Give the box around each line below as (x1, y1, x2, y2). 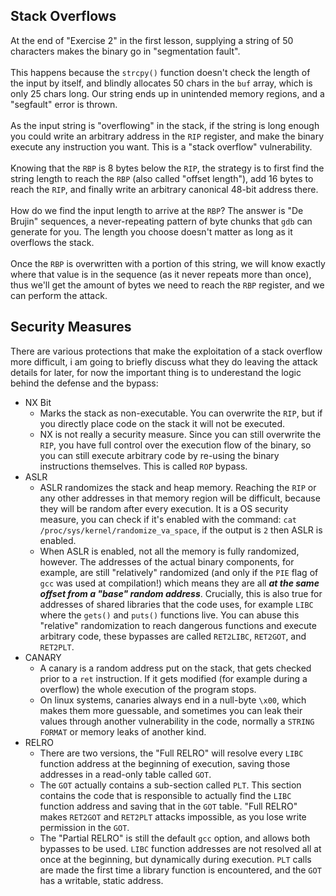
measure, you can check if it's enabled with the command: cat (39, 513, 297, 525)
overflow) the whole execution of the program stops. (39, 683, 257, 695)
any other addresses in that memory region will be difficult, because (39, 492, 321, 504)
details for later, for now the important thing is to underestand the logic (10, 366, 302, 378)
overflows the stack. (10, 236, 95, 248)
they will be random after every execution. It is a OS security (39, 502, 289, 514)
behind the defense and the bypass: (10, 377, 159, 389)
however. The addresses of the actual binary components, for (39, 555, 295, 568)
